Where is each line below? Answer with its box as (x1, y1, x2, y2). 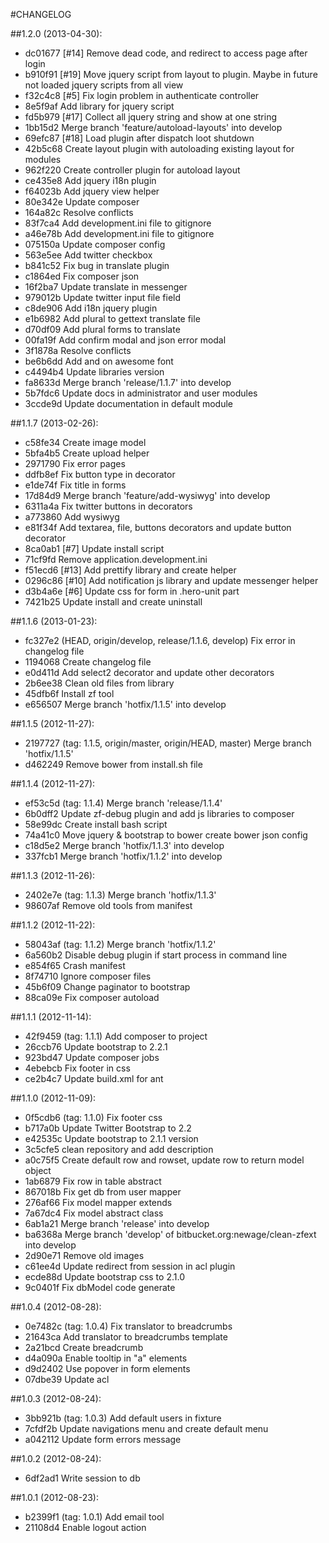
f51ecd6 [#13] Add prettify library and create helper (24, 564, 237, 576)
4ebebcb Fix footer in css (24, 1062, 131, 1074)
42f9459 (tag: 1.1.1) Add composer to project (24, 1030, 208, 1042)
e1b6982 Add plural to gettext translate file (24, 313, 201, 324)
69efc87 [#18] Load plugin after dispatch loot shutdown (24, 132, 255, 144)
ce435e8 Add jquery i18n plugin (24, 175, 157, 186)
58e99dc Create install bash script (24, 819, 168, 830)
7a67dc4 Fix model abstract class (24, 1207, 164, 1219)
